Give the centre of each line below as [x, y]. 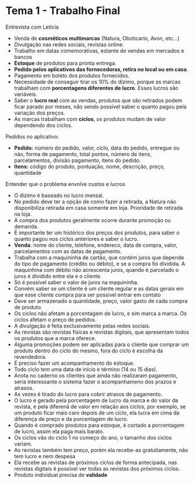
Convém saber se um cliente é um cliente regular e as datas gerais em [99, 288]
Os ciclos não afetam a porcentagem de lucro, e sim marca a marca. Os [100, 313]
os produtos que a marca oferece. [55, 338]
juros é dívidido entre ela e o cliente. [58, 276]
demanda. [26, 226]
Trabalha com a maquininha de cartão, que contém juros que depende [99, 257]
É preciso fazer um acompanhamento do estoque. [74, 363]
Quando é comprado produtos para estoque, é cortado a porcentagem [99, 425]
